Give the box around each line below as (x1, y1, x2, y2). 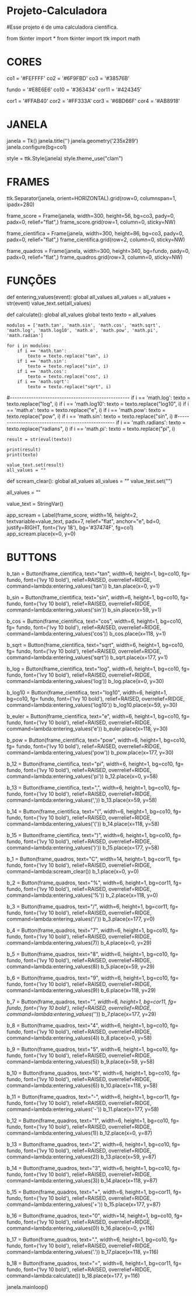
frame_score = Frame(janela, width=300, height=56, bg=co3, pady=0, (6, 212, 176, 219)
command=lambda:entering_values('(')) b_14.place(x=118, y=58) (6, 820, 160, 827)
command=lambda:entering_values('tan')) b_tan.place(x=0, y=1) (6, 582, 160, 589)
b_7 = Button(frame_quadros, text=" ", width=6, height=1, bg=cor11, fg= (6, 998, 177, 1005)
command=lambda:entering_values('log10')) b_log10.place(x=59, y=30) (6, 701, 178, 708)
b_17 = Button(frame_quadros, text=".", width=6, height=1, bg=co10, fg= (6, 1236, 178, 1243)
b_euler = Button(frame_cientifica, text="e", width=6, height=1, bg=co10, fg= (6, 712, 190, 719)
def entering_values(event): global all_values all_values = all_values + (6, 293, 171, 300)
